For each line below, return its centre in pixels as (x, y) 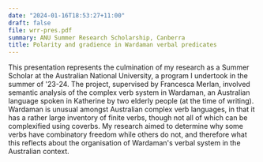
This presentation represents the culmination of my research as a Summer (129, 67)
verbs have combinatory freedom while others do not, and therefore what (128, 134)
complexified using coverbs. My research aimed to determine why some (126, 126)
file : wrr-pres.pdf (40, 30)
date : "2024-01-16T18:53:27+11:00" (67, 15)
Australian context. (39, 152)
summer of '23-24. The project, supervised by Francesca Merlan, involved (129, 85)
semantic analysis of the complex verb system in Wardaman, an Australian (129, 92)
